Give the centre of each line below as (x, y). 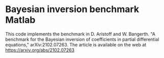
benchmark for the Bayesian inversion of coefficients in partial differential (82, 39)
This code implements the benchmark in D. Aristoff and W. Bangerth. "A (80, 34)
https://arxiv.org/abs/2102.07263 (40, 50)
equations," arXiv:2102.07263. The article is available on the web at (76, 44)
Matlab (20, 20)
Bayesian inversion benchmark (72, 9)
